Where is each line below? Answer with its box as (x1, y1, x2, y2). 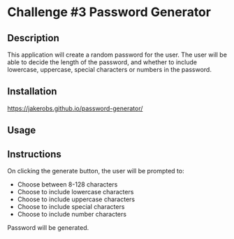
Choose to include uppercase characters (17, 195, 135, 203)
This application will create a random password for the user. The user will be (7, 50, 227, 59)
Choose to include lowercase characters (17, 188, 134, 196)
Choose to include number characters (17, 210, 127, 219)
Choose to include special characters (17, 203, 125, 211)
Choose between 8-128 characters (17, 180, 118, 189)
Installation (7, 85, 57, 98)
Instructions (7, 148, 61, 160)
